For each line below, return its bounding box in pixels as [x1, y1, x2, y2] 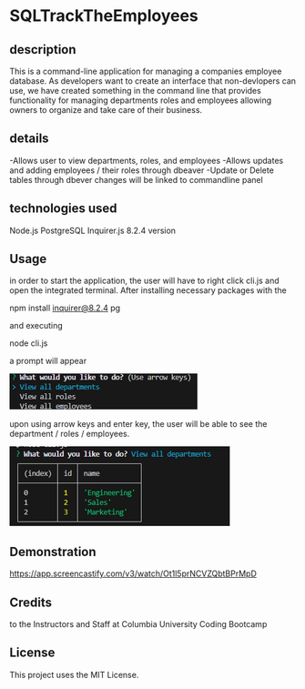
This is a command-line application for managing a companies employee [9, 66, 282, 76]
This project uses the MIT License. [9, 669, 139, 680]
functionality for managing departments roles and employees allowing [9, 95, 272, 106]
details [9, 131, 49, 147]
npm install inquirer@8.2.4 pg [9, 302, 121, 314]
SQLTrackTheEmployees [9, 5, 198, 26]
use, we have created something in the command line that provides [9, 86, 261, 96]
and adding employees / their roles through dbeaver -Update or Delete [9, 165, 275, 176]
